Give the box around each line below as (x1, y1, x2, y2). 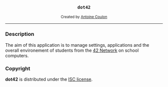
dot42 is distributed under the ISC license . (5, 76, 93, 82)
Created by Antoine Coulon (60, 14, 107, 19)
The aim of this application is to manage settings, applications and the (5, 42, 149, 48)
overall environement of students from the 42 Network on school (5, 47, 139, 53)
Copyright (5, 65, 30, 72)
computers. (5, 52, 29, 59)
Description (5, 31, 34, 38)
